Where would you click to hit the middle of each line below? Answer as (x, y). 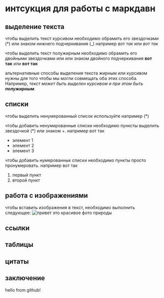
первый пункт (27, 175)
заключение (25, 278)
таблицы (19, 245)
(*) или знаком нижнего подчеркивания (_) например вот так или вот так (82, 44)
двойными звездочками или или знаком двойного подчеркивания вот (79, 58)
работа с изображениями (47, 196)
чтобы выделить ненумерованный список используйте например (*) (77, 116)
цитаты (17, 261)
